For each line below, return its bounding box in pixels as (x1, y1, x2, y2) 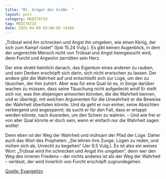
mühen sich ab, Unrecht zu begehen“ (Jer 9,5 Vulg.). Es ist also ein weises (5, 143, 158, 149)
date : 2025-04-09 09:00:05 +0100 (5, 26, 74, 31)
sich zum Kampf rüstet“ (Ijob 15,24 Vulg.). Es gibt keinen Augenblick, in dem (5, 45, 161, 51)
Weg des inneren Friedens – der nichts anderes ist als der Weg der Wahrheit (5, 153, 161, 159)
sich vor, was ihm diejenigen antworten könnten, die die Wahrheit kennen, (5, 91, 156, 97)
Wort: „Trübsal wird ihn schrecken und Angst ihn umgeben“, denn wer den (5, 148, 156, 154)
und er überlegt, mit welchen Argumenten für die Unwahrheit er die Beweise (5, 96, 161, 102)
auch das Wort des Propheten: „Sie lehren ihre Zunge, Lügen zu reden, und (5, 137, 159, 144)
